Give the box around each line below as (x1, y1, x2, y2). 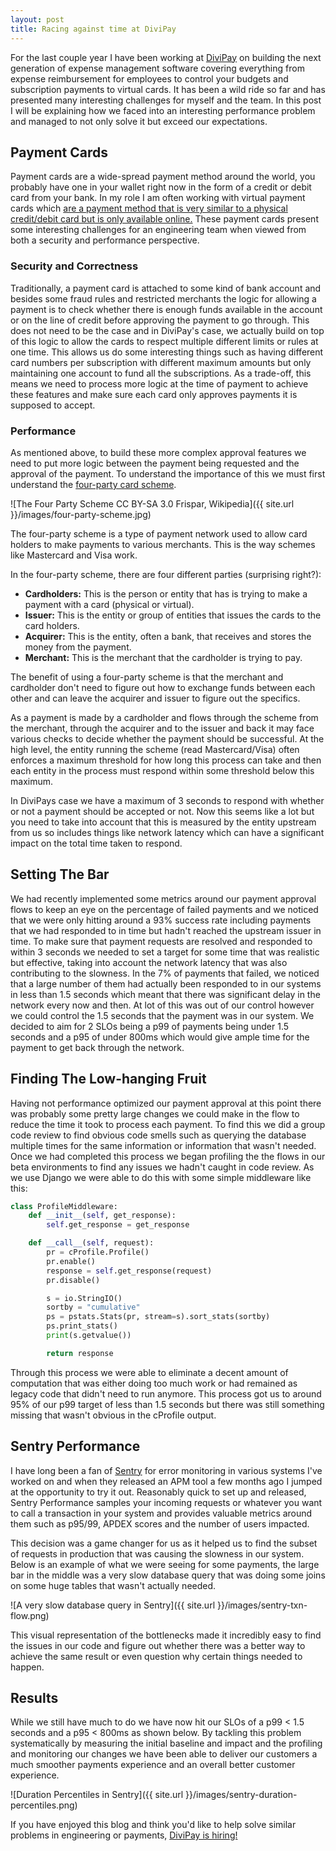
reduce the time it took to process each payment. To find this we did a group (10, 1118, 326, 1130)
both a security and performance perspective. (10, 234, 200, 246)
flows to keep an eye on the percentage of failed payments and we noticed (10, 903, 319, 915)
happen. (10, 1661, 45, 1673)
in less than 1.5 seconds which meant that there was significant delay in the (10, 988, 321, 1000)
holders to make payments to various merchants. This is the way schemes (10, 538, 316, 550)
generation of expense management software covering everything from (10, 62, 305, 74)
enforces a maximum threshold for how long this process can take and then (10, 754, 322, 766)
